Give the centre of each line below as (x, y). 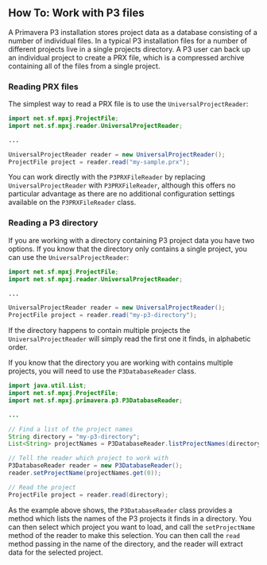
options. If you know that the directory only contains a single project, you (128, 249)
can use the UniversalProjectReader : (69, 257)
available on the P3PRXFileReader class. (72, 203)
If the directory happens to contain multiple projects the (99, 331)
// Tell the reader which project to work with (89, 459)
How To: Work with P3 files (76, 13)
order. (18, 347)
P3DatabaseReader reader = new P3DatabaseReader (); (95, 466)
